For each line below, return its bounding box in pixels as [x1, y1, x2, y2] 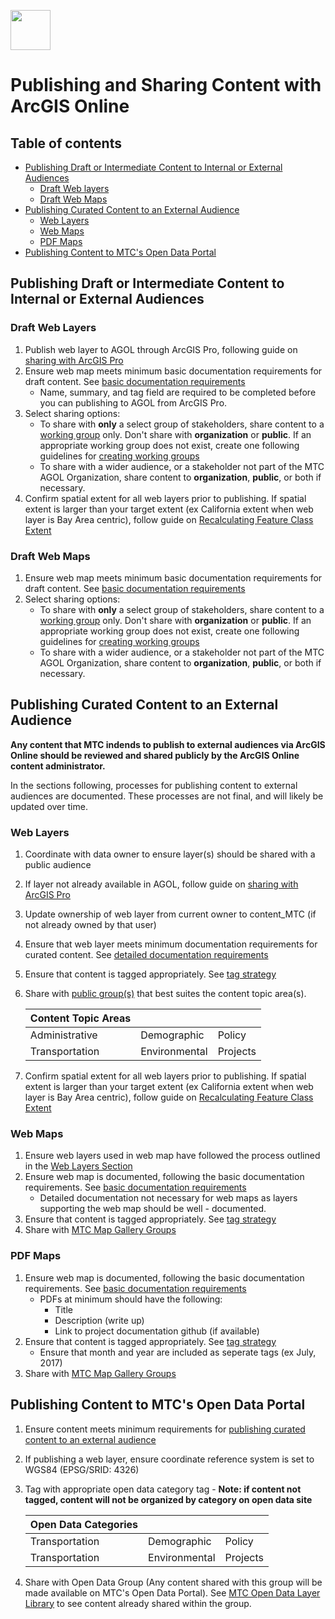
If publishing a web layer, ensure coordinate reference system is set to [24, 1453, 315, 1465]
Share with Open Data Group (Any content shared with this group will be [24, 1576, 323, 1588]
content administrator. [10, 760, 106, 772]
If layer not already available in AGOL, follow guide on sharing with [24, 878, 299, 890]
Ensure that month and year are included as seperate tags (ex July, [39, 1346, 317, 1358]
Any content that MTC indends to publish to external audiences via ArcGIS [10, 738, 326, 750]
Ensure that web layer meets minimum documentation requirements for [24, 938, 318, 950]
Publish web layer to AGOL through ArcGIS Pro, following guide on [24, 343, 298, 355]
